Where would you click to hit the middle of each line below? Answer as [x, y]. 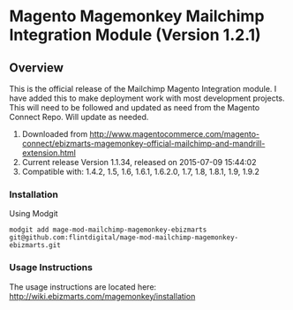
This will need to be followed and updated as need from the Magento [135, 107]
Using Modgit [34, 214]
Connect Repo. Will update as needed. [79, 117]
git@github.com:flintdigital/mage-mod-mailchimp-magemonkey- [124, 238]
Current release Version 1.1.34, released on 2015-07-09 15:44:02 [139, 162]
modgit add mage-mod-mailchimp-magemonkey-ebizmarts [108, 230]
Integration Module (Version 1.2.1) [135, 35]
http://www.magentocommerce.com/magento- [175, 134]
